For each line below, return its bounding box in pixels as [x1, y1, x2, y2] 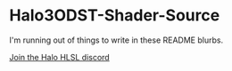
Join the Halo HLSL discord [9, 51, 110, 62]
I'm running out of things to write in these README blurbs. [9, 35, 224, 45]
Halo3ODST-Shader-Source [9, 5, 220, 26]
